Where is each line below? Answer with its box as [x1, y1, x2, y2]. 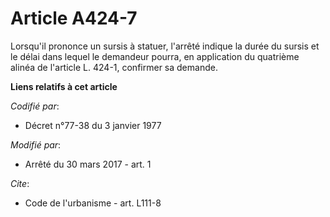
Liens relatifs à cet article [10, 80, 118, 92]
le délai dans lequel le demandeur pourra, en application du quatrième [10, 50, 300, 62]
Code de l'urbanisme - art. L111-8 [24, 197, 162, 209]
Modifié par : [10, 138, 62, 151]
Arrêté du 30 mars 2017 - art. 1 [24, 158, 152, 170]
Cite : [10, 177, 30, 189]
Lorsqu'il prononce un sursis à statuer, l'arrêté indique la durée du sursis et [10, 40, 320, 52]
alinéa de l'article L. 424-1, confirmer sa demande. [10, 61, 218, 73]
